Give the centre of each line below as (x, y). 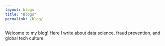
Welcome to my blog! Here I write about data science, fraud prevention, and (83, 33)
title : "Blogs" (21, 14)
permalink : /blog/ (24, 19)
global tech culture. (25, 38)
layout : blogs (20, 10)
